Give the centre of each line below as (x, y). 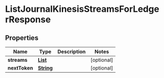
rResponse (28, 19)
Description (71, 52)
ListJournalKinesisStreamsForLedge (82, 9)
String (45, 68)
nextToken (20, 68)
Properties (22, 38)
